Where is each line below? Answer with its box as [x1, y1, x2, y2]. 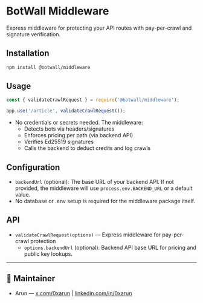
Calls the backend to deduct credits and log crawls [24, 145, 151, 152]
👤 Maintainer [6, 273, 56, 284]
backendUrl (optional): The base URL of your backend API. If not [14, 178, 174, 185]
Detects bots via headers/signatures [24, 125, 115, 132]
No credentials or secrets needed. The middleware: [14, 119, 143, 126]
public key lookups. [24, 250, 72, 258]
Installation [6, 48, 50, 59]
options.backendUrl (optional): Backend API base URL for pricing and [24, 244, 196, 251]
